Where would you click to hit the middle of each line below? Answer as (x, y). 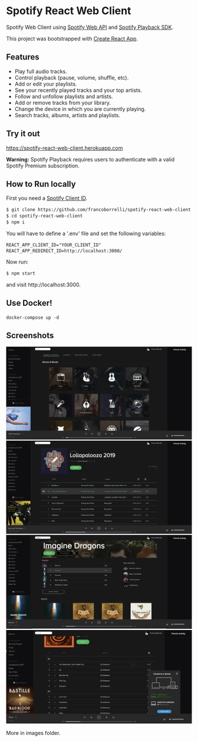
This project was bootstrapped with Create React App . (72, 38)
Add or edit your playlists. (46, 84)
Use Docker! (29, 303)
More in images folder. (33, 733)
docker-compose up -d (33, 317)
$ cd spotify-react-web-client (44, 216)
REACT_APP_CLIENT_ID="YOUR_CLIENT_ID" (54, 245)
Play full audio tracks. (41, 71)
